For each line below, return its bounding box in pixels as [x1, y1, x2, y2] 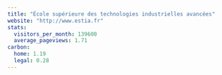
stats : [7, 24, 27, 31]
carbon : [7, 44, 31, 51]
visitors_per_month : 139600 [14, 30, 98, 38]
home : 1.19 [14, 51, 46, 58]
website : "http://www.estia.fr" [7, 17, 104, 24]
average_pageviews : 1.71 [14, 37, 88, 44]
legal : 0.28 [14, 57, 50, 64]
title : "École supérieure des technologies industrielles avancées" [7, 10, 216, 18]
